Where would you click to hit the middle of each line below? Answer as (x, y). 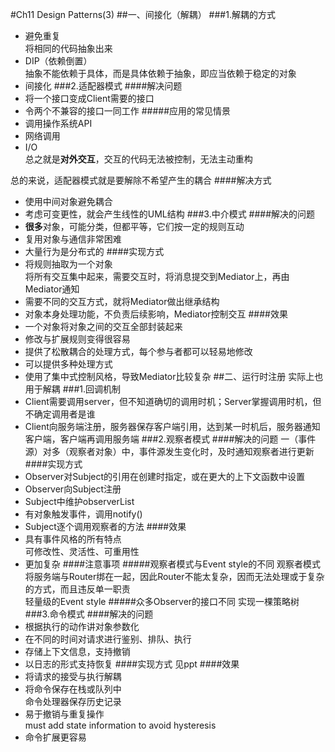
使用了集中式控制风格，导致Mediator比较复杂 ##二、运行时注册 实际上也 (174, 376)
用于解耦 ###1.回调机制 (73, 389)
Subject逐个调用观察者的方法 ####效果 (105, 526)
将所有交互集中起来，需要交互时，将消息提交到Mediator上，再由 (157, 276)
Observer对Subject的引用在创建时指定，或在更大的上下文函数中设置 (165, 476)
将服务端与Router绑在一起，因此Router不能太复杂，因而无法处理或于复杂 (174, 576)
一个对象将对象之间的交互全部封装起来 (103, 326)
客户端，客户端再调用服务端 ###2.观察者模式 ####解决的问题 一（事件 (170, 439)
